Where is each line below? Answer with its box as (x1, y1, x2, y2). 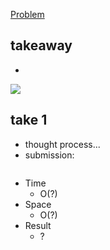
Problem (10, 9, 45, 20)
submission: (24, 149, 75, 161)
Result (24, 219, 52, 231)
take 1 (10, 112, 48, 129)
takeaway (10, 37, 73, 54)
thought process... (24, 138, 101, 150)
